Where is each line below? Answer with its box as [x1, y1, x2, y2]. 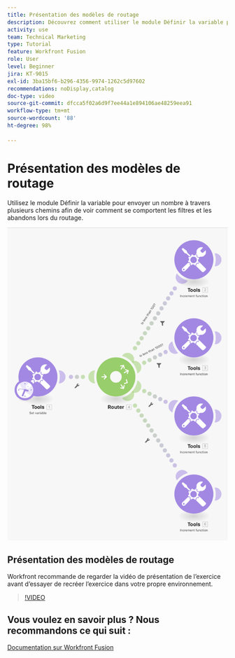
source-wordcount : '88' [7, 115, 77, 122]
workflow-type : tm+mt [7, 107, 71, 115]
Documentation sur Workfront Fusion [7, 643, 114, 652]
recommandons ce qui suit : [7, 624, 131, 636]
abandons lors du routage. [7, 213, 84, 222]
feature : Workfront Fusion [7, 48, 86, 55]
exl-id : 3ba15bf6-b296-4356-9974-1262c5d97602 [7, 78, 145, 85]
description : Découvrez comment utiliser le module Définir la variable [7, 18, 224, 26]
